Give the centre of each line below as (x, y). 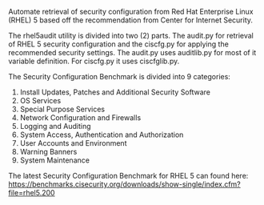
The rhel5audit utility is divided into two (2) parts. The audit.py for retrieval (131, 36)
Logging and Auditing (55, 126)
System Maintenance (55, 160)
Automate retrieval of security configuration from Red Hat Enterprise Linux (131, 12)
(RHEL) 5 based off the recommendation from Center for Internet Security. (131, 20)
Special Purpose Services (62, 109)
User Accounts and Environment (73, 143)
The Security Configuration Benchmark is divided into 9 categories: (119, 76)
